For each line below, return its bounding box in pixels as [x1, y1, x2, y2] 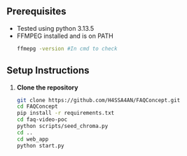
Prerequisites [6, 6, 67, 17]
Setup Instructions [6, 64, 90, 76]
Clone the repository [16, 83, 78, 92]
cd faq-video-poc [16, 116, 68, 123]
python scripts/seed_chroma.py [16, 122, 109, 129]
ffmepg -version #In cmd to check [16, 45, 118, 52]
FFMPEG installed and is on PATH [16, 31, 113, 40]
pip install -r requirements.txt [16, 110, 115, 117]
